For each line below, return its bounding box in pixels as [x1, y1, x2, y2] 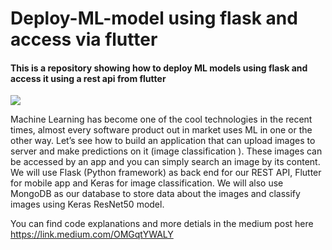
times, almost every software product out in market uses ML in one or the [10, 124, 313, 136]
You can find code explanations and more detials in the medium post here [10, 218, 314, 230]
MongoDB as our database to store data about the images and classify [10, 188, 301, 200]
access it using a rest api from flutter [10, 72, 167, 84]
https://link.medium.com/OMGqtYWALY [10, 228, 174, 241]
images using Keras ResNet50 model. [10, 198, 165, 211]
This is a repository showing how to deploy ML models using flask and [10, 62, 308, 74]
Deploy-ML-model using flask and [10, 7, 298, 30]
